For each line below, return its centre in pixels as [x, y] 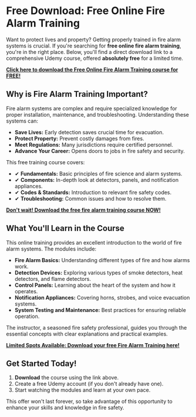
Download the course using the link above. [67, 378]
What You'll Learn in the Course [65, 228]
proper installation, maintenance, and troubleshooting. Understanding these [98, 114]
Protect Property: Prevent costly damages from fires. [80, 138]
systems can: [22, 121]
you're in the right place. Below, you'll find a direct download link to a [89, 52]
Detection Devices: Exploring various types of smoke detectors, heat [99, 272]
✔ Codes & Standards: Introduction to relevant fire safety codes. [93, 192]
